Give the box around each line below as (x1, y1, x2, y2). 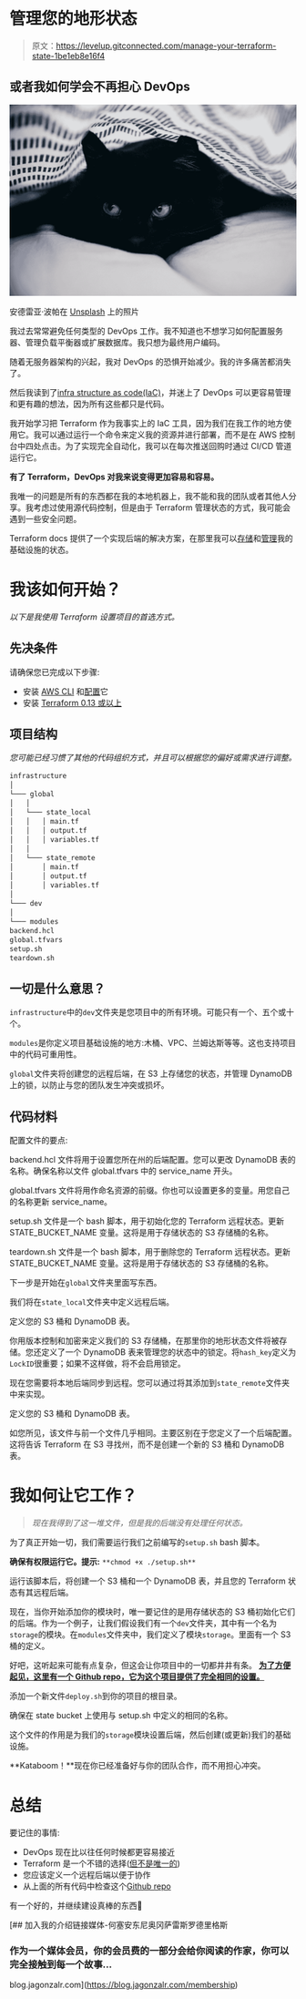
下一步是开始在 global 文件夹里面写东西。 (9, 1277, 162, 1288)
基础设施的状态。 (9, 544, 74, 555)
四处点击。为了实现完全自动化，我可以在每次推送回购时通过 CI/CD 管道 (25, 440, 292, 451)
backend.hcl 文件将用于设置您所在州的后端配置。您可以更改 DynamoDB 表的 (9, 1154, 296, 1165)
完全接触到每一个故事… (9, 1958, 112, 1971)
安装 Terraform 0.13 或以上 (22, 697, 122, 708)
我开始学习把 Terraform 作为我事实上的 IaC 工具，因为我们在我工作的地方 (9, 417, 284, 428)
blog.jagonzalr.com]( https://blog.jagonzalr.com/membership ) (9, 1979, 239, 1991)
